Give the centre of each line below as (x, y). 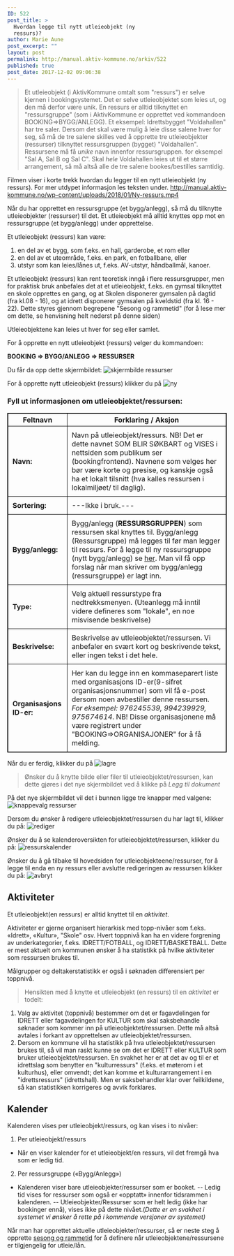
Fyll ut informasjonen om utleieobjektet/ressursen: (95, 401)
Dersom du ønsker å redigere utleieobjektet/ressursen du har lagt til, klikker (116, 819)
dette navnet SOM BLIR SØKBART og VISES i (145, 444)
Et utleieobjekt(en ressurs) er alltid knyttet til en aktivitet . (88, 914)
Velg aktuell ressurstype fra (117, 593)
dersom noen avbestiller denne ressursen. (141, 699)
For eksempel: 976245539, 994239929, (139, 708)
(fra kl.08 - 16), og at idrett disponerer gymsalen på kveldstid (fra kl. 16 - (111, 300)
